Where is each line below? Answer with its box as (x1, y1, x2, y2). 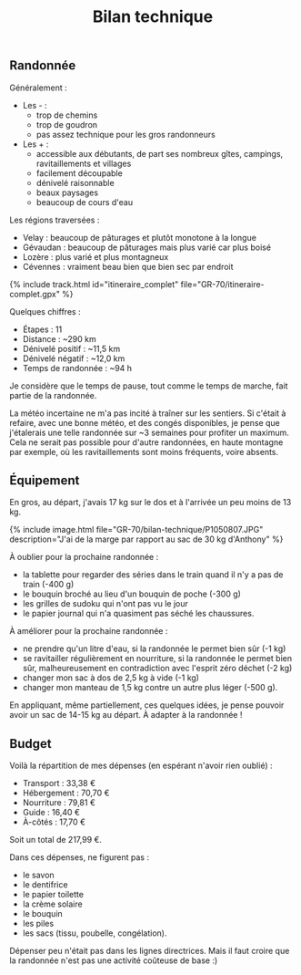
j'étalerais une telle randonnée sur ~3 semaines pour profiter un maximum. (9, 427, 289, 438)
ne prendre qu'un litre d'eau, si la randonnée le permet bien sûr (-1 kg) (22, 643, 286, 654)
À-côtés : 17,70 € (22, 816, 86, 827)
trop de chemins (35, 109, 98, 120)
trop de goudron (35, 119, 98, 130)
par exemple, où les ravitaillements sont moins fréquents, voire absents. (9, 446, 279, 457)
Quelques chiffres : (9, 306, 81, 316)
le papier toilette (22, 889, 85, 900)
